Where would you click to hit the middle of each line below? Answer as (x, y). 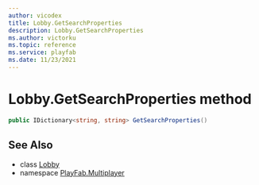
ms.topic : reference (43, 45)
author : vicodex (35, 15)
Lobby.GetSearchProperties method (130, 99)
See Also (31, 145)
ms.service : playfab (43, 52)
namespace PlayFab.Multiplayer (72, 172)
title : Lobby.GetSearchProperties (66, 23)
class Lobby (39, 164)
